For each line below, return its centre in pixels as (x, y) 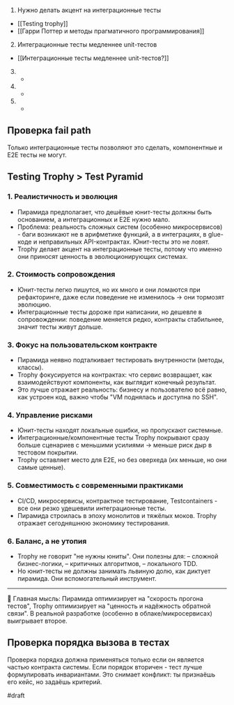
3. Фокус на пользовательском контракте (83, 345)
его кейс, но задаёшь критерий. (55, 682)
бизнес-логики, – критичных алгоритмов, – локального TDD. (107, 563)
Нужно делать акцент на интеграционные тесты (89, 10)
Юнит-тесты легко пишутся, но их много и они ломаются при (109, 290)
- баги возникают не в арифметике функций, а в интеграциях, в (112, 234)
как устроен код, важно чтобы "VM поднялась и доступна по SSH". (117, 397)
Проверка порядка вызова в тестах (88, 643)
